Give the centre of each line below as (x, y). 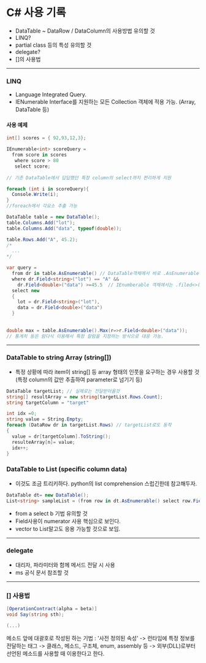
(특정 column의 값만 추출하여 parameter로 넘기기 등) (79, 379)
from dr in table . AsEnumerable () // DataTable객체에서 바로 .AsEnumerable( (107, 274)
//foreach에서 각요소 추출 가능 (42, 206)
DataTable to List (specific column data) (67, 469)
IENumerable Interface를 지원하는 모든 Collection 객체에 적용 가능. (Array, (105, 102)
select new (26, 290)
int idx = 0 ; (21, 414)
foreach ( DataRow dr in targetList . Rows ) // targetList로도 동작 (89, 425)
